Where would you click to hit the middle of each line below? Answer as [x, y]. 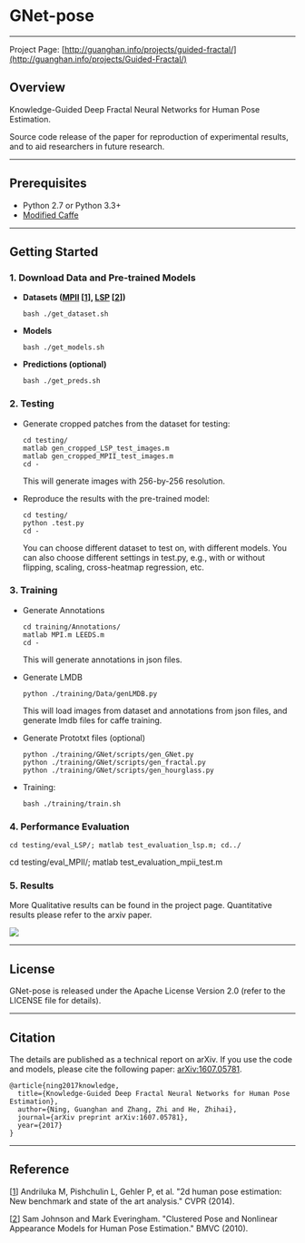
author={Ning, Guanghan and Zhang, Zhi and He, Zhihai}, [128, 1110]
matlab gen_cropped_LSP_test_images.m [96, 448]
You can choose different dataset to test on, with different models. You [155, 548]
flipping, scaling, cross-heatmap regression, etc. [113, 567]
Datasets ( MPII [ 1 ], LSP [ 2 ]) [74, 298]
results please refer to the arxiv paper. [81, 915]
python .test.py [53, 523]
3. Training [34, 591]
